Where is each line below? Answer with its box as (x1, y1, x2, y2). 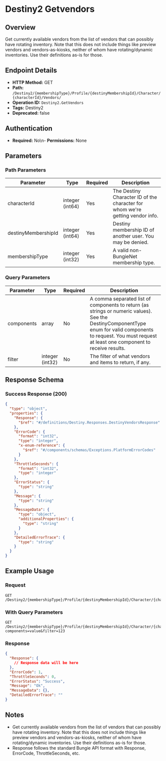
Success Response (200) (5, 390, 67, 397)
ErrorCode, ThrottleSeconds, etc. (12, 750, 80, 756)
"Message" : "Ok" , (9, 683, 45, 688)
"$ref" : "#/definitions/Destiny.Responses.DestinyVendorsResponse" (18, 420, 161, 425)
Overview (5, 23, 36, 32)
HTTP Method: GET (12, 79, 53, 85)
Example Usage (5, 567, 54, 575)
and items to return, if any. (89, 359, 151, 366)
